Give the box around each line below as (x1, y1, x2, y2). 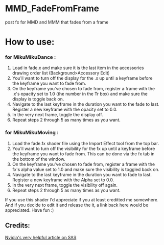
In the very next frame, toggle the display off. (12, 112, 103, 118)
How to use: (5, 36, 55, 48)
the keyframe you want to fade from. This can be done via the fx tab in (12, 150, 155, 157)
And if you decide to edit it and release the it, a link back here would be (5, 202, 148, 208)
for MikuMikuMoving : (5, 129, 59, 136)
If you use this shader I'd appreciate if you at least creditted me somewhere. (5, 196, 159, 202)
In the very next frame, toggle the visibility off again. (12, 182, 118, 188)
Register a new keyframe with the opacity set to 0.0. (12, 106, 117, 113)
